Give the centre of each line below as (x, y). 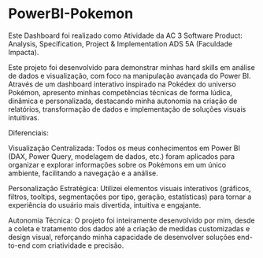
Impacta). (24, 52)
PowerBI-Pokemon (71, 14)
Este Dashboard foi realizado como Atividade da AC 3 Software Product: (125, 35)
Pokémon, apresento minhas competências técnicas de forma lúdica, (120, 92)
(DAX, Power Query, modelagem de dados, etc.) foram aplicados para (121, 156)
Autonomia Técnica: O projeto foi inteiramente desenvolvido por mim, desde (132, 220)
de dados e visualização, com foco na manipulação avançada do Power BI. (130, 76)
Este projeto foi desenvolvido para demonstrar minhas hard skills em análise (132, 67)
